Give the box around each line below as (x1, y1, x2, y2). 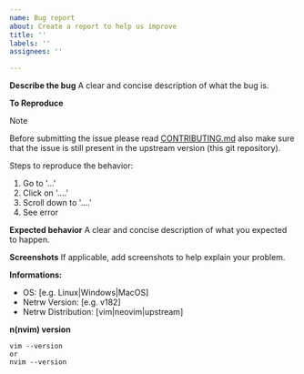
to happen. (9, 234, 50, 246)
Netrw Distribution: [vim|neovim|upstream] (22, 307, 184, 318)
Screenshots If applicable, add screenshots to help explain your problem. (9, 252, 286, 263)
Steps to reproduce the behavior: (9, 160, 134, 171)
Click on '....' (22, 187, 69, 198)
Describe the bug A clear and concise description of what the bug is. (9, 80, 269, 91)
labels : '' (9, 38, 51, 48)
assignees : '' (9, 47, 64, 56)
